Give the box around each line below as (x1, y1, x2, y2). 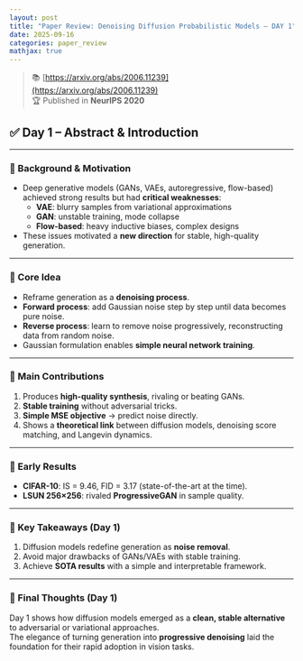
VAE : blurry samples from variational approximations (35, 202, 233, 213)
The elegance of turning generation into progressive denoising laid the (9, 631, 275, 642)
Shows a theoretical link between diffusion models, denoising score (22, 419, 277, 430)
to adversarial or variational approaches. (9, 621, 160, 632)
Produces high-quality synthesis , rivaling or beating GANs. (22, 390, 245, 401)
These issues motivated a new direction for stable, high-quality (22, 231, 260, 242)
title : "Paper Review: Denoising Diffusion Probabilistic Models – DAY (9, 22, 284, 31)
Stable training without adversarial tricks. (22, 400, 178, 411)
